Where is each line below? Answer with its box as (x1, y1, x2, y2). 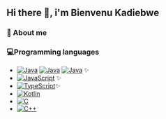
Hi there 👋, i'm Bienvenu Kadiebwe (6, 7, 160, 19)
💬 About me (6, 28, 47, 38)
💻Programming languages (6, 47, 100, 57)
